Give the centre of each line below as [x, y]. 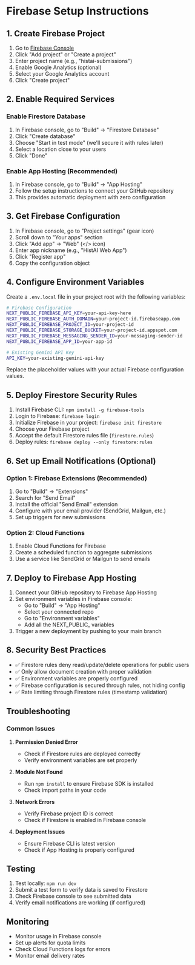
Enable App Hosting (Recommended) [62, 171]
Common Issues [31, 729]
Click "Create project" [42, 80]
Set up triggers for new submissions [60, 517]
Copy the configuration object [52, 263]
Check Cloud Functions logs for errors [63, 949]
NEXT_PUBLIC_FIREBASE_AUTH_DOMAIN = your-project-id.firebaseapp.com [93, 319]
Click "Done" [31, 155]
